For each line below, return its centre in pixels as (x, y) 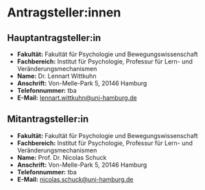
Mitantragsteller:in (48, 119)
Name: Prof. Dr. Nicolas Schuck (62, 157)
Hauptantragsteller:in (54, 38)
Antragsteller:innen (64, 13)
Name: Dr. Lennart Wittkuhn (57, 76)
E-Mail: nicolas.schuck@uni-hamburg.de (75, 179)
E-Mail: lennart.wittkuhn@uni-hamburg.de (77, 98)
